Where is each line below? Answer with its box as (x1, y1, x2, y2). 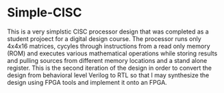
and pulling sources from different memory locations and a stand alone (7, 56, 208, 64)
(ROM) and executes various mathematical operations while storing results (7, 49, 218, 57)
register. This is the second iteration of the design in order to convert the (7, 64, 212, 72)
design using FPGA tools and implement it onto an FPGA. (7, 78, 168, 86)
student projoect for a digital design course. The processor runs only (7, 34, 202, 42)
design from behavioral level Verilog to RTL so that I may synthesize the (7, 70, 210, 79)
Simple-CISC (7, 5, 82, 21)
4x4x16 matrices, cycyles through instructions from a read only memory (7, 42, 210, 50)
